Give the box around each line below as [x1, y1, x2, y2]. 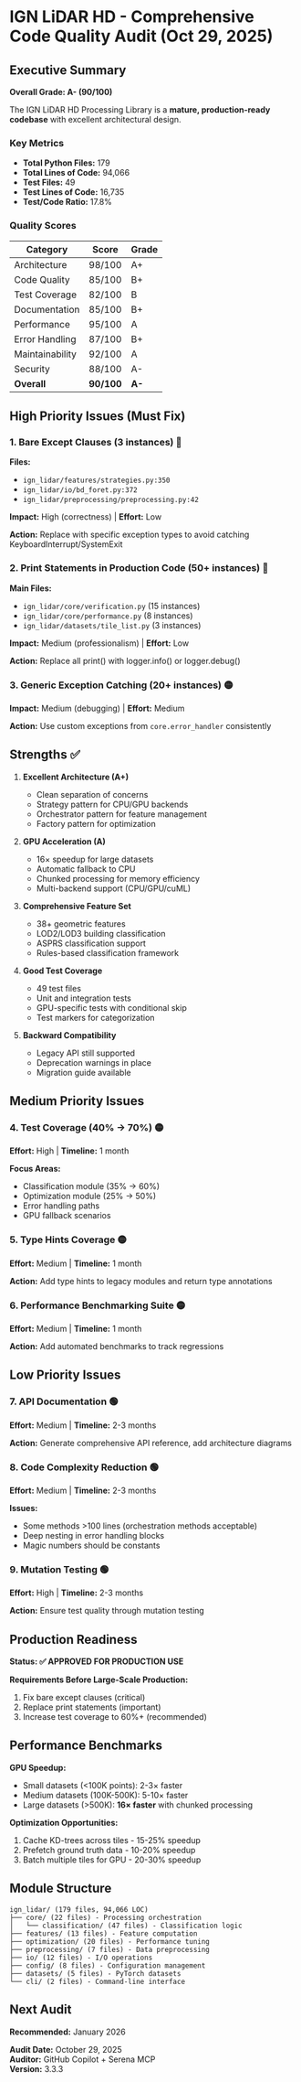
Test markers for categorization [36, 1012, 155, 1023]
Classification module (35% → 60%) [22, 1181, 160, 1192]
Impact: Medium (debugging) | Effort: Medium [9, 703, 185, 714]
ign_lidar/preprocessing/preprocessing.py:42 [22, 496, 199, 505]
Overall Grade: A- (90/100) [9, 87, 113, 97]
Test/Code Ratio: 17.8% [22, 197, 112, 208]
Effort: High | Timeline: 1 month [9, 1145, 130, 1156]
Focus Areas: [9, 1164, 61, 1175]
